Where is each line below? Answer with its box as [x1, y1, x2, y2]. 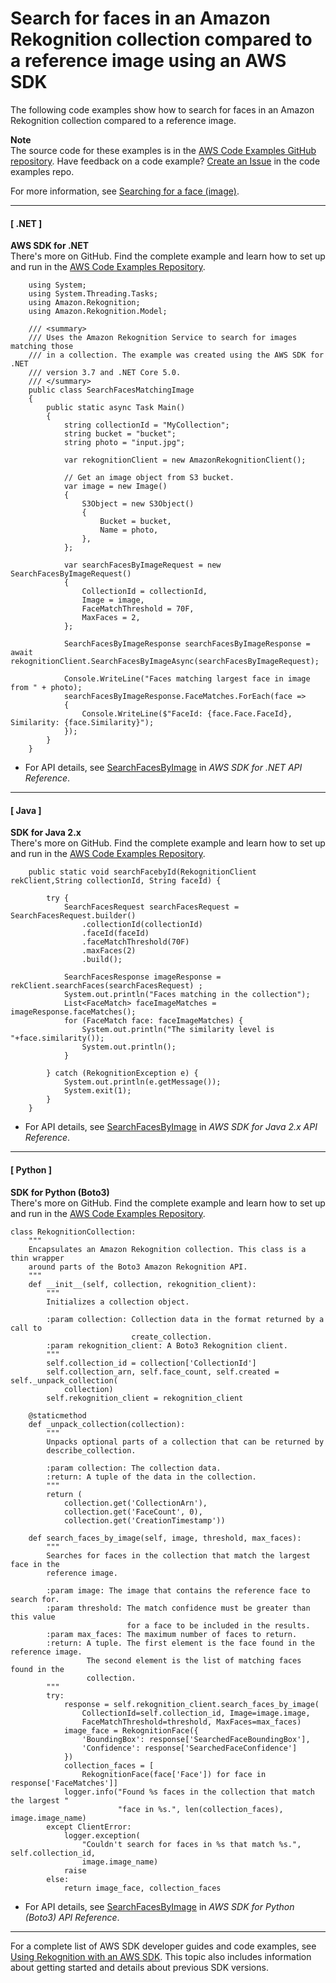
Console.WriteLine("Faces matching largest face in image [63, 674, 311, 684]
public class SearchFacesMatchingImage [28, 385, 195, 396]
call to [10, 1323, 43, 1333]
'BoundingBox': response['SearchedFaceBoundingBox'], [81, 1734, 311, 1744]
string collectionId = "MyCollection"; [63, 420, 230, 431]
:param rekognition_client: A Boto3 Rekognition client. [46, 1340, 288, 1351]
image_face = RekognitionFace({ [63, 1725, 199, 1736]
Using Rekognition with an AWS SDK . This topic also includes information [10, 1950, 312, 1962]
